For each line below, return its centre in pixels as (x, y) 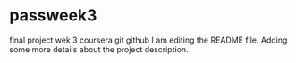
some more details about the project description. (99, 49)
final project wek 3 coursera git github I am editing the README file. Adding (148, 40)
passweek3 (53, 16)
